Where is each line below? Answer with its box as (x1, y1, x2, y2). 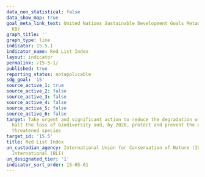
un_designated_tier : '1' (6, 156, 70, 162)
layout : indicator (6, 54, 53, 60)
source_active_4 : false (6, 99, 67, 105)
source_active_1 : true (6, 83, 64, 89)
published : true (6, 65, 48, 72)
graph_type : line (6, 37, 51, 43)
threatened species (12, 128, 62, 134)
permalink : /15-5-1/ (6, 60, 59, 66)
